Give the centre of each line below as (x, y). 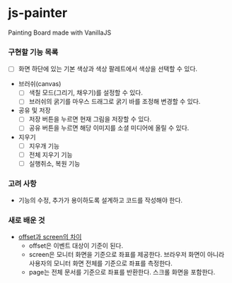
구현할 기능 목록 (33, 52)
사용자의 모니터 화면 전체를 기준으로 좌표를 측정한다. (100, 263)
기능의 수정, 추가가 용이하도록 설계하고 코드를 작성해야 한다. (100, 200)
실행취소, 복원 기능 (54, 163)
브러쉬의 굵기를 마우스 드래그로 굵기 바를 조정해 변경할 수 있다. (115, 102)
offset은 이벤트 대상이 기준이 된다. (76, 246)
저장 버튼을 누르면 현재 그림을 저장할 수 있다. (90, 119)
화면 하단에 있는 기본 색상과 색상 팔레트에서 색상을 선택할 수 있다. (108, 69)
